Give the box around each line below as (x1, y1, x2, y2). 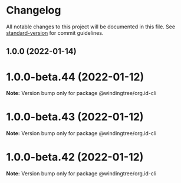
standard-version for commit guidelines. (6, 29, 104, 36)
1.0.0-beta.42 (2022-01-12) (6, 151, 144, 164)
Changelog (6, 4, 61, 17)
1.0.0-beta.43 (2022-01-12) (6, 110, 144, 124)
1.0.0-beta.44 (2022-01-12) (6, 70, 144, 83)
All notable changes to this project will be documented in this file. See (6, 23, 176, 30)
